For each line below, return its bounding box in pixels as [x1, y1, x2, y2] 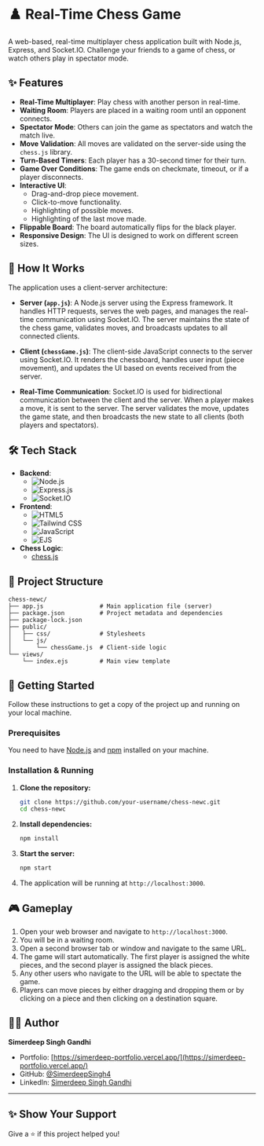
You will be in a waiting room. [19, 935, 115, 944]
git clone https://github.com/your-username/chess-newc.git [19, 798, 221, 806]
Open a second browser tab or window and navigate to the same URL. [19, 943, 247, 953]
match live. [19, 130, 56, 140]
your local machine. [8, 708, 72, 717]
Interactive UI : [19, 181, 67, 190]
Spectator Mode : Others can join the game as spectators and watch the [19, 122, 253, 131]
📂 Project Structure [8, 574, 104, 588]
